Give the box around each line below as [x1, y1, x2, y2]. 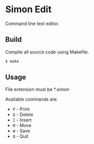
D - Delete [12, 111, 34, 118]
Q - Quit [12, 133, 29, 139]
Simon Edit [5, 4, 52, 15]
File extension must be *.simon [5, 86, 70, 92]
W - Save [12, 128, 30, 134]
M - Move [12, 123, 32, 129]
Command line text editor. [5, 20, 59, 27]
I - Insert [12, 117, 32, 123]
